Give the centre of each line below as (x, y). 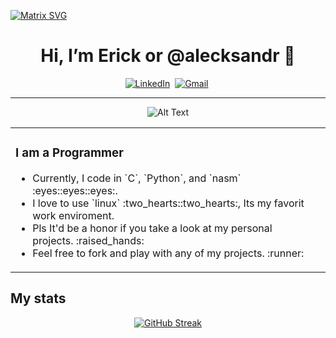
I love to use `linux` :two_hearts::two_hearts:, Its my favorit (168, 203)
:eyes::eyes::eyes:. (75, 190)
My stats (38, 298)
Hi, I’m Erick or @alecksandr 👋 (168, 56)
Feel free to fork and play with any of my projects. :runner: (168, 253)
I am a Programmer (69, 153)
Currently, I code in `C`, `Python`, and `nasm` (137, 178)
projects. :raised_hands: (88, 240)
